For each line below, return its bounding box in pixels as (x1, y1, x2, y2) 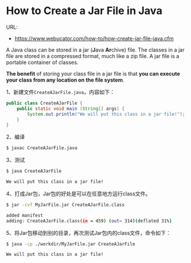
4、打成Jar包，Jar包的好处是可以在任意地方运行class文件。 (6, 190, 151, 197)
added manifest (6, 213, 43, 218)
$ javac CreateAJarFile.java (6, 145, 78, 151)
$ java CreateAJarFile (6, 168, 62, 174)
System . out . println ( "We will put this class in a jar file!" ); (27, 111, 185, 117)
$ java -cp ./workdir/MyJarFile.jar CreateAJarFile (6, 241, 135, 247)
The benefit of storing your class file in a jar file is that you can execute (6, 70, 180, 77)
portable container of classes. (6, 59, 79, 66)
